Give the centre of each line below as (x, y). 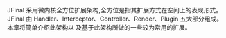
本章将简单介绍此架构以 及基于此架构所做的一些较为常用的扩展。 (99, 27)
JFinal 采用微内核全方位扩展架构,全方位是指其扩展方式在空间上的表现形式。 (115, 10)
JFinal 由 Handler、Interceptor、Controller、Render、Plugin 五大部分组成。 (115, 19)
